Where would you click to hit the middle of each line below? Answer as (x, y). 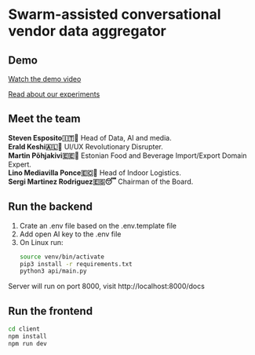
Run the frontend (50, 311)
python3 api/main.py (53, 271)
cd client (24, 329)
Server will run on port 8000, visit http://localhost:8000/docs (107, 286)
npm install (27, 336)
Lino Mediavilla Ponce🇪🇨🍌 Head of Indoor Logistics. (95, 172)
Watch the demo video (45, 79)
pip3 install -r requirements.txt (76, 264)
